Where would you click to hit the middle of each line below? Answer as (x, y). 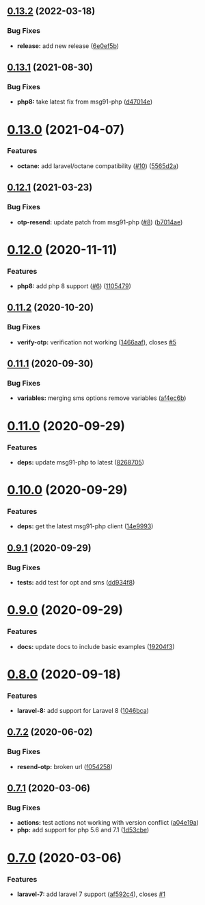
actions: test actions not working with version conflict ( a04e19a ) (108, 823)
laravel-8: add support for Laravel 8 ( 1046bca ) (83, 711)
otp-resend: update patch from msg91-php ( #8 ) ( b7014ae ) (100, 222)
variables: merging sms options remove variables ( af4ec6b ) (101, 398)
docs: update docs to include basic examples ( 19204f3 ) (96, 646)
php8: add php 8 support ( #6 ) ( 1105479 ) (74, 286)
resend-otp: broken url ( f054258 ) (65, 766)
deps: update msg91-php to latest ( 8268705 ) (81, 462)
